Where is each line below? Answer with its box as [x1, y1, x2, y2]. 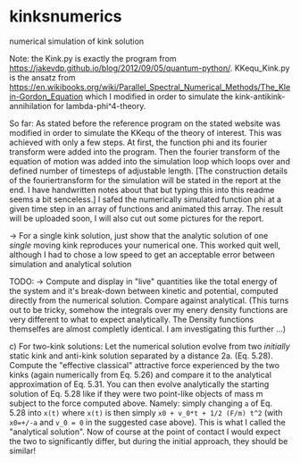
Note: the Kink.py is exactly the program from [9, 53, 177, 63]
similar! [9, 445, 36, 456]
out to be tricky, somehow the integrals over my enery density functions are [9, 304, 288, 315]
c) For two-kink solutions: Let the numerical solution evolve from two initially [9, 341, 290, 351]
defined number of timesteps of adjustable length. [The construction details [9, 165, 288, 176]
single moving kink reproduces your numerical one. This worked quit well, [9, 240, 281, 250]
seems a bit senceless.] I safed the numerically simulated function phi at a [9, 194, 282, 205]
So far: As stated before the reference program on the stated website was [9, 118, 281, 129]
